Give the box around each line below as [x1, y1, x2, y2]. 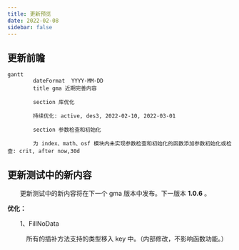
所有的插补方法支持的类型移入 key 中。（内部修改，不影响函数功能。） [26, 234, 228, 243]
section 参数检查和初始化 [33, 126, 101, 134]
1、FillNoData [19, 219, 59, 228]
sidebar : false [7, 24, 53, 31]
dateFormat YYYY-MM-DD [33, 78, 103, 85]
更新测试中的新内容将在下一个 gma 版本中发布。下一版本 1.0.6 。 [19, 189, 211, 197]
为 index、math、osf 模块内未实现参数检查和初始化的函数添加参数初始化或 [33, 140, 227, 147]
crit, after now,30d [19, 147, 81, 155]
